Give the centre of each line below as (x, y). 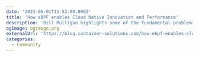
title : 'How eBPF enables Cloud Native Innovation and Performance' (92, 17)
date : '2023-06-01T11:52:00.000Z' (49, 12)
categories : (21, 39)
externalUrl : (22, 34)
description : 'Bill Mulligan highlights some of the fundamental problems (100, 23)
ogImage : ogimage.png (33, 28)
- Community (26, 45)
